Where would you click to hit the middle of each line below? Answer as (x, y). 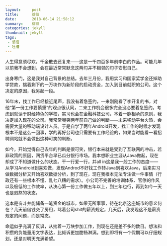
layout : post (23, 10)
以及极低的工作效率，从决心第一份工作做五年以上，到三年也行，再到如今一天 (83, 186)
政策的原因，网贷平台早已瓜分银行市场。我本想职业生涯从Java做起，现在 (84, 155)
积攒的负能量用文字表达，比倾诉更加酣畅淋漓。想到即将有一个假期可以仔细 (81, 232)
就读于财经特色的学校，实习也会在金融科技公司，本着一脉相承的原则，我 (88, 114)
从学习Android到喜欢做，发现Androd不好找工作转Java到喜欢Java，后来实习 (83, 167)
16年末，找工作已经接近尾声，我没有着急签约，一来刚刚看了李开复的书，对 (82, 101)
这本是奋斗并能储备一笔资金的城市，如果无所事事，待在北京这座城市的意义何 (83, 203)
